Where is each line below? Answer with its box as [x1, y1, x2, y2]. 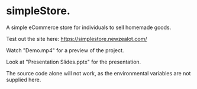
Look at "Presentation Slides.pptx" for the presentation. [6, 58, 141, 65]
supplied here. [6, 76, 41, 83]
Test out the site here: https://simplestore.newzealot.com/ [6, 35, 147, 42]
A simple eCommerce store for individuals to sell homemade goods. [6, 24, 172, 31]
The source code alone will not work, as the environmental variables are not [6, 69, 191, 77]
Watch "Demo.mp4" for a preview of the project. [6, 46, 124, 54]
